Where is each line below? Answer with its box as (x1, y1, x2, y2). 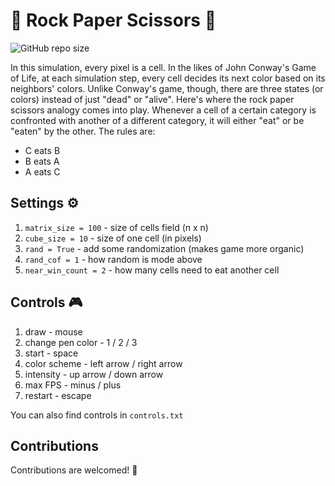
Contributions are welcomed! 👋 (10, 464, 138, 476)
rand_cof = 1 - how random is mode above (24, 253, 203, 265)
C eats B (24, 144, 61, 156)
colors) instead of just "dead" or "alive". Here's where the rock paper (10, 93, 295, 105)
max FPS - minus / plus (24, 379, 122, 391)
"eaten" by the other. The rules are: (10, 125, 156, 137)
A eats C (24, 165, 61, 178)
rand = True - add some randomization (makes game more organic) (24, 242, 305, 254)
